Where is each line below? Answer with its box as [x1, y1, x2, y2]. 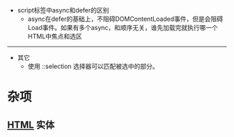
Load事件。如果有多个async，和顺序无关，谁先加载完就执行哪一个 [27, 24, 218, 31]
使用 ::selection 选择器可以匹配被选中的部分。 [27, 62, 159, 70]
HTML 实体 [7, 119, 55, 131]
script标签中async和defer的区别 [17, 6, 109, 14]
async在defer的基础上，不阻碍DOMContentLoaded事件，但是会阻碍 [27, 15, 224, 23]
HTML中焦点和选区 [27, 32, 82, 40]
